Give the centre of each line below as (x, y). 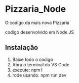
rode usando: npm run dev (39, 75)
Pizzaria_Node (36, 9)
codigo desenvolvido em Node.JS (39, 32)
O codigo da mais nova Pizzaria (37, 23)
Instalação (22, 48)
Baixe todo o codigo (33, 59)
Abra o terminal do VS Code (41, 64)
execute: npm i (27, 70)
